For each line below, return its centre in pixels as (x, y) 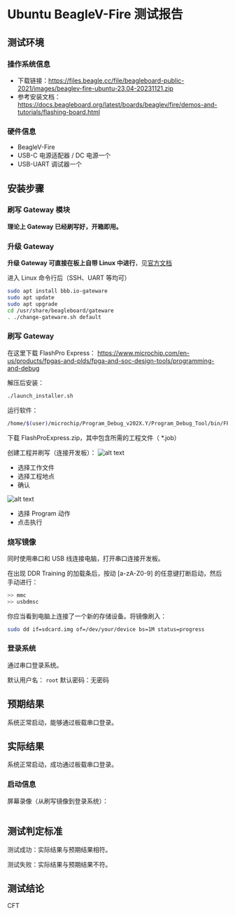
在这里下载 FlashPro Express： (52, 353)
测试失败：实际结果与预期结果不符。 (59, 864)
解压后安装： (26, 383)
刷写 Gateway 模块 (39, 210)
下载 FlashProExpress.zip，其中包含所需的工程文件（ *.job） (94, 437)
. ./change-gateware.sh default (54, 317)
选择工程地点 (36, 476)
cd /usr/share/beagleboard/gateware (60, 311)
